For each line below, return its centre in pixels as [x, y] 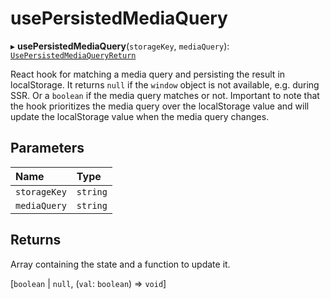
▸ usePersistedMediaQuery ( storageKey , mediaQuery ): [120, 46]
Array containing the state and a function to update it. [120, 264]
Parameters [47, 148]
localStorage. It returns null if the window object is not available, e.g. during [165, 84]
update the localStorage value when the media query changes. [140, 116]
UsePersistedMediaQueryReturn [73, 55]
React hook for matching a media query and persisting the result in [148, 74]
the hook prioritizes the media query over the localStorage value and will [160, 106]
